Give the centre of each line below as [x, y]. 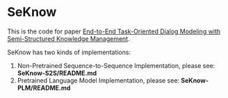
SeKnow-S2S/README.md [57, 73]
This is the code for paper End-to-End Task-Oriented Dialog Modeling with [114, 31]
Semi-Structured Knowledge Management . [68, 38]
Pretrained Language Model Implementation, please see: [98, 80]
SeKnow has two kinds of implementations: [69, 52]
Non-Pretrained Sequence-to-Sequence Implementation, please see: [116, 65]
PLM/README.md [44, 88]
